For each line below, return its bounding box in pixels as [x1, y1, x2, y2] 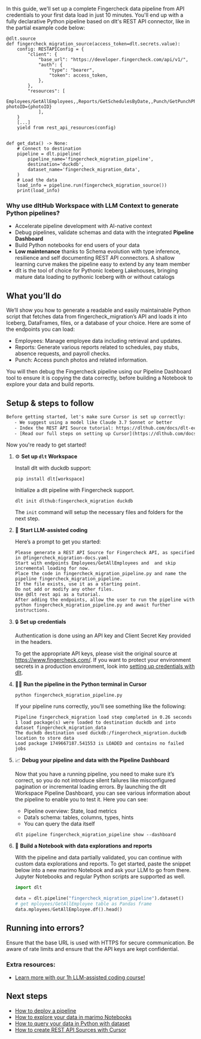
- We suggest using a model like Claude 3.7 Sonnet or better [14, 419, 172, 426]
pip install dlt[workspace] [14, 476, 85, 482]
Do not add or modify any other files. [14, 587, 115, 593]
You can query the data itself [23, 820, 95, 828]
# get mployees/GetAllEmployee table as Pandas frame [14, 901, 152, 907]
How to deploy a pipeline [14, 1007, 77, 1014]
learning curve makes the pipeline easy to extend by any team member [14, 260, 190, 268]
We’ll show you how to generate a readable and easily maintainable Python [6, 306, 191, 314]
